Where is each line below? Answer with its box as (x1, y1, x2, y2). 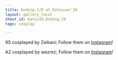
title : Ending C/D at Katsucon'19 (5, 7, 78, 12)
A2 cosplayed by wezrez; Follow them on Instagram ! (5, 49, 113, 55)
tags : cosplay (5, 21, 35, 26)
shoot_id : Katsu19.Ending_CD (5, 16, 66, 21)
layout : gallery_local (5, 12, 53, 17)
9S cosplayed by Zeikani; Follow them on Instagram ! (5, 39, 113, 45)
